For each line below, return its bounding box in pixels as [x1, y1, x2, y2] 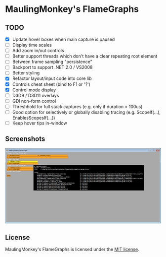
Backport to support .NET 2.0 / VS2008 [12, 64, 93, 70]
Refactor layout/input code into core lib [12, 75, 92, 81]
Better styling [12, 70, 40, 76]
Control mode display [12, 87, 56, 93]
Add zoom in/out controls [12, 48, 64, 54]
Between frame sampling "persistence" [12, 59, 93, 65]
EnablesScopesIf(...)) [12, 115, 55, 121]
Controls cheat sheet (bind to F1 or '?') [12, 81, 90, 87]
